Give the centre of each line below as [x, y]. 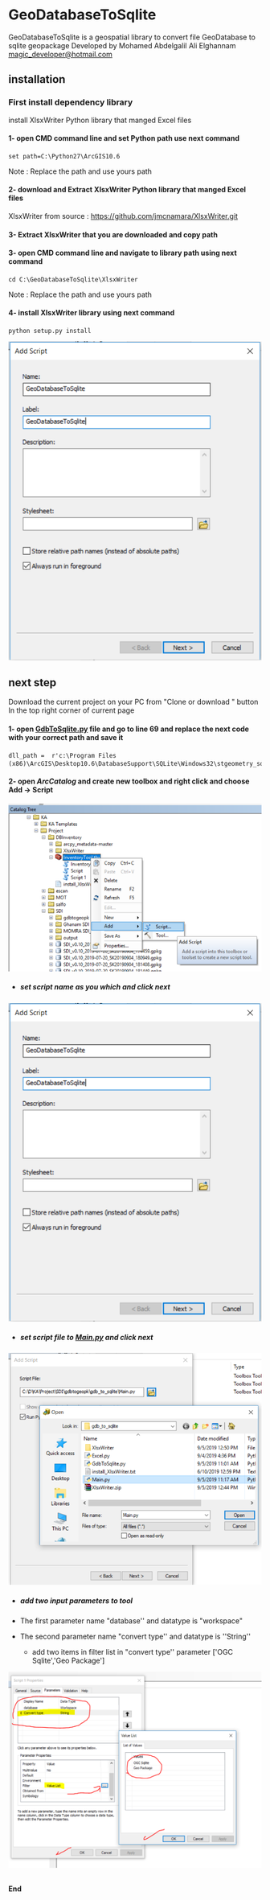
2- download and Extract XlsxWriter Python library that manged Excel [127, 190]
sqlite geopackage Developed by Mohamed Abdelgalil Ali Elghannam [122, 45]
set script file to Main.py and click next [86, 1337]
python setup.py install [50, 331]
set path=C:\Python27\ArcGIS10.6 [64, 156]
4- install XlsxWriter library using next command [92, 313]
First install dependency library [71, 102]
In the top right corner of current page [72, 710]
